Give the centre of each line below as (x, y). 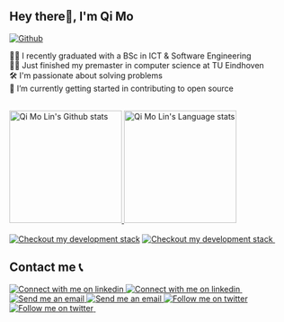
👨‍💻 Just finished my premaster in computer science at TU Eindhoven (137, 65)
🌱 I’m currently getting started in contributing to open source (121, 88)
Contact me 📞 (46, 268)
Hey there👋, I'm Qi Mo (72, 17)
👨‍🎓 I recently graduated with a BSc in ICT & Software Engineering (130, 56)
